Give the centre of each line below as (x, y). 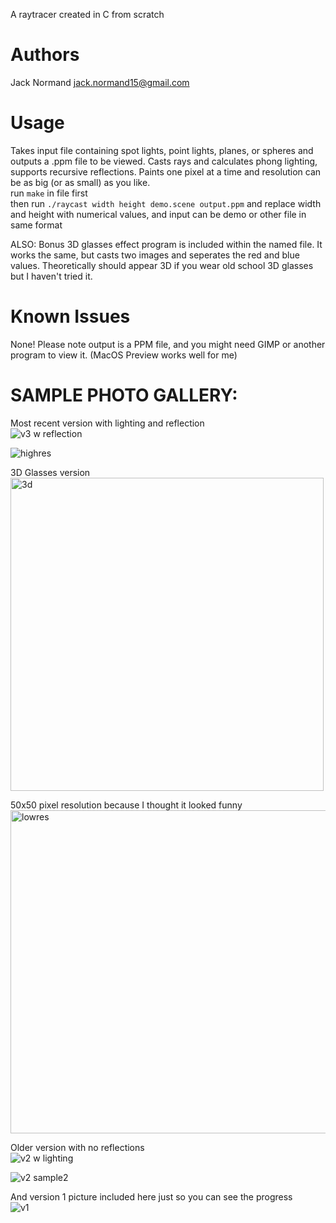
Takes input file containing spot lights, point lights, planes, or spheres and (162, 150)
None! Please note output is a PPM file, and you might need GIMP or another (168, 344)
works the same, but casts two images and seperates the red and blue (155, 255)
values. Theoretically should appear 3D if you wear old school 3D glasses (162, 265)
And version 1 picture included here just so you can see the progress (151, 1196)
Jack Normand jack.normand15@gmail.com (100, 82)
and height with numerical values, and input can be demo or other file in (158, 214)
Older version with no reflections (77, 1147)
